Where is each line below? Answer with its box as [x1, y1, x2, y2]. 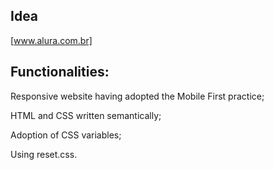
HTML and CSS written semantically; [10, 109, 162, 121]
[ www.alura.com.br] [10, 34, 93, 46]
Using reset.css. [10, 148, 78, 160]
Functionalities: [10, 64, 110, 81]
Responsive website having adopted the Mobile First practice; [10, 90, 265, 102]
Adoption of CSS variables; [10, 129, 122, 141]
